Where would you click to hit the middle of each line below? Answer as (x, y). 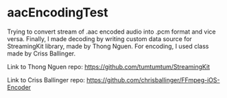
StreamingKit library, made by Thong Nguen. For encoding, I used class (108, 46)
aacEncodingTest (58, 13)
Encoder (19, 87)
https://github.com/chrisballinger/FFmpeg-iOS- (153, 79)
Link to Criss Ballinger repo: (46, 79)
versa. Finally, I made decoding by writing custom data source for (99, 38)
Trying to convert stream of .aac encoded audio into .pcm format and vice (111, 32)
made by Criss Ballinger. (41, 53)
